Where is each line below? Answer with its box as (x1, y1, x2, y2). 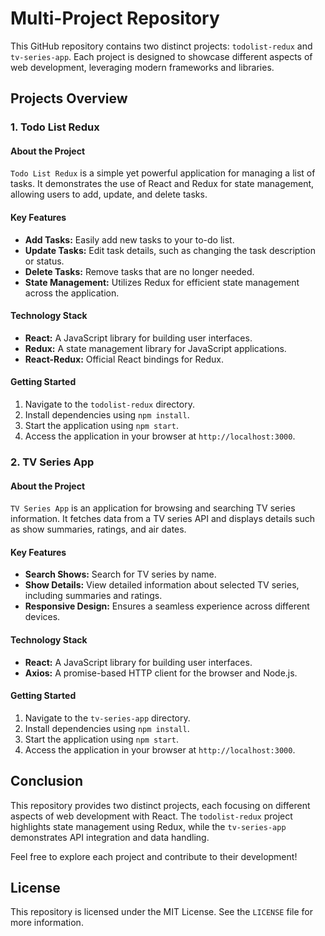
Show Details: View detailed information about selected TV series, (24, 579, 300, 591)
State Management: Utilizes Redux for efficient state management (24, 276, 300, 288)
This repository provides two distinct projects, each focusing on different (10, 799, 311, 811)
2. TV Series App (10, 455, 95, 469)
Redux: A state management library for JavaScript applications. (24, 342, 287, 354)
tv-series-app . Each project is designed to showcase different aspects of (10, 50, 313, 62)
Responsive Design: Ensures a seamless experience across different (24, 600, 310, 612)
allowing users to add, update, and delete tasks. (10, 188, 208, 201)
